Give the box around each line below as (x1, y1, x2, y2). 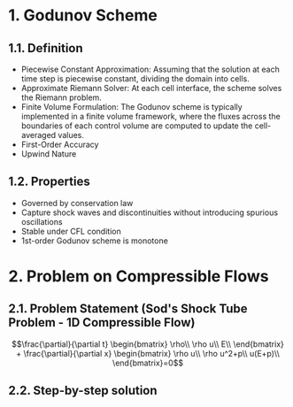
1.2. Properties (8, 174, 90, 189)
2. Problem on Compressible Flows (8, 266, 269, 286)
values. (58, 130, 85, 140)
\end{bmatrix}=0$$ (112, 357, 183, 368)
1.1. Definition (8, 41, 83, 56)
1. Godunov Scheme (8, 5, 158, 26)
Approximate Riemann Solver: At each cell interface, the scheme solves (20, 83, 282, 93)
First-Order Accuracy (20, 139, 99, 150)
